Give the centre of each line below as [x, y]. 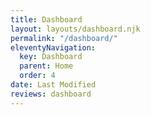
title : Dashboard [46, 19]
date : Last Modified [53, 85]
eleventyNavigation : [53, 47]
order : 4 [37, 76]
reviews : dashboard [51, 94]
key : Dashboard [51, 57]
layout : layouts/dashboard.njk [75, 29]
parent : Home [46, 66]
